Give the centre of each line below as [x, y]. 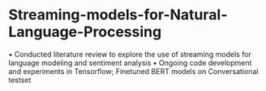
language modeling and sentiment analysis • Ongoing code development [130, 63]
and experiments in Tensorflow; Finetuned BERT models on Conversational [133, 71]
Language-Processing [85, 32]
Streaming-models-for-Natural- [118, 15]
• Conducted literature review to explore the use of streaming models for [130, 54]
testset [20, 80]
